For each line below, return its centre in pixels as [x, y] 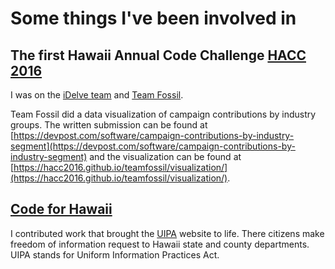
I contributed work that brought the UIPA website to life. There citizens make [167, 233]
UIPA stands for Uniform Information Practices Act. [115, 254]
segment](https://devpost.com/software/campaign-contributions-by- [153, 146]
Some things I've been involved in [153, 18]
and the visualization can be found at [165, 156]
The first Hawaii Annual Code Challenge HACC [158, 55]
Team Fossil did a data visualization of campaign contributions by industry [163, 114]
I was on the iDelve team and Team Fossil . [97, 95]
